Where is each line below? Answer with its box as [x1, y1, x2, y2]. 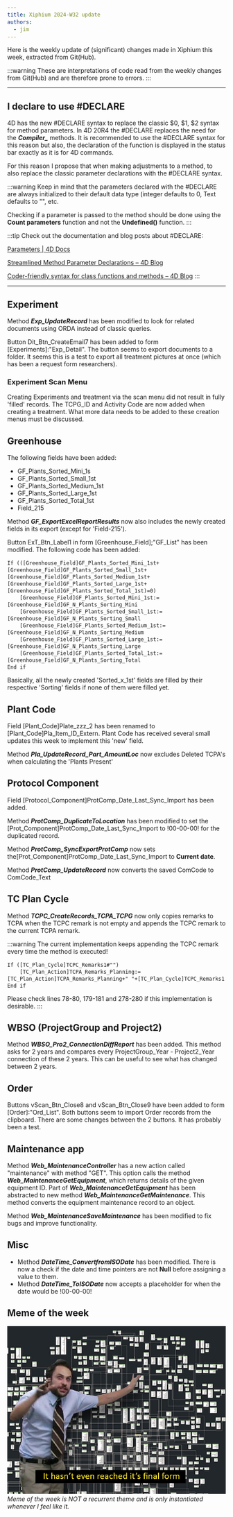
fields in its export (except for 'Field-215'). [7, 524, 127, 533]
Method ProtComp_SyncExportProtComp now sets [7, 845, 156, 853]
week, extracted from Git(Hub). [7, 53, 96, 62]
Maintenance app [7, 1143, 85, 1155]
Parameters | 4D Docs [7, 245, 71, 253]
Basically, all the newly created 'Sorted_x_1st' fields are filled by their [7, 676, 203, 685]
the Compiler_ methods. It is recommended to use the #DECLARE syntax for [7, 134, 225, 142]
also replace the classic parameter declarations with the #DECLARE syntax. [7, 169, 223, 178]
